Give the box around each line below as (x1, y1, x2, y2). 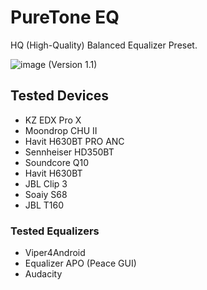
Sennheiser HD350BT (24, 146, 115, 158)
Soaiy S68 (24, 188, 68, 200)
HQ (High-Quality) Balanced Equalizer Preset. (10, 39, 198, 51)
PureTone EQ (10, 6, 120, 29)
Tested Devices (10, 87, 110, 105)
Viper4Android (24, 247, 86, 259)
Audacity (24, 268, 63, 280)
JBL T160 (24, 199, 65, 211)
